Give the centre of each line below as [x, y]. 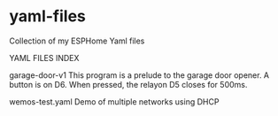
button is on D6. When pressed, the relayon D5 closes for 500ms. [128, 84]
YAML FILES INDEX [44, 58]
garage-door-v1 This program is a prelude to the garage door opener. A [139, 75]
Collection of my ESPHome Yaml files [77, 41]
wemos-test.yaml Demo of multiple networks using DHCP [114, 101]
